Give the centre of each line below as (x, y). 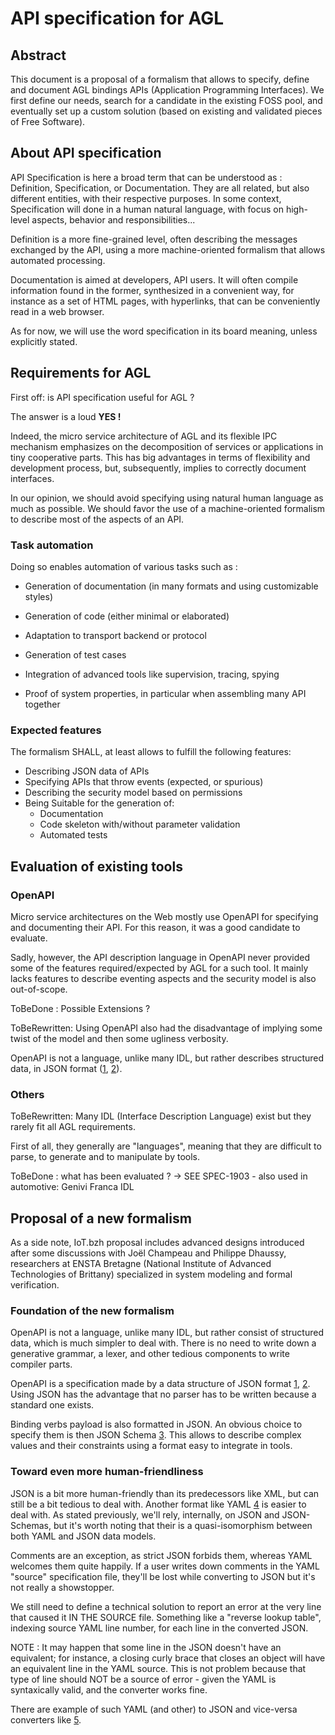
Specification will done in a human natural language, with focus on (147, 209)
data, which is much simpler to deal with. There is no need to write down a (163, 1343)
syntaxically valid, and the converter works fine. (109, 1689)
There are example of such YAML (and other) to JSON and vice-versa (154, 1709)
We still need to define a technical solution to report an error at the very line (166, 1606)
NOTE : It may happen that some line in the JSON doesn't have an (146, 1647)
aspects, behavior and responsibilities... (113, 219)
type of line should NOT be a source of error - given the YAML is (143, 1679)
